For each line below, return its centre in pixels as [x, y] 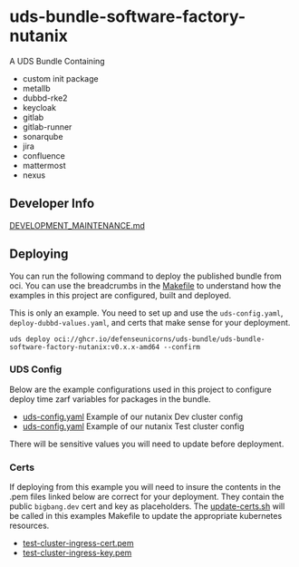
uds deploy [30, 339]
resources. [29, 526]
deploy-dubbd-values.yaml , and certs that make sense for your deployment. [150, 322]
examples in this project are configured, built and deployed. [121, 295]
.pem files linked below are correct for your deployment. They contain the [147, 497]
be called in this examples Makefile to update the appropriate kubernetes [146, 516]
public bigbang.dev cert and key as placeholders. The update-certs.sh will [147, 506]
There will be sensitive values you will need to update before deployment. [147, 444]
